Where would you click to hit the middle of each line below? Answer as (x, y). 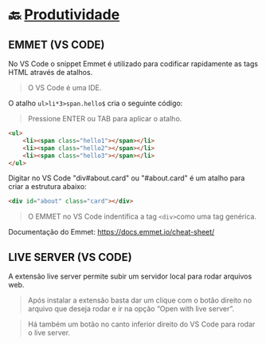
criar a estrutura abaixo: (47, 187)
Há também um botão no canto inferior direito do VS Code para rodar (141, 324)
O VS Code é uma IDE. (65, 88)
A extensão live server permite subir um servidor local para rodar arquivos (130, 276)
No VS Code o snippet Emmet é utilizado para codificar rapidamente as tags (133, 64)
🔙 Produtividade (64, 15)
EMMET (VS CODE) (57, 44)
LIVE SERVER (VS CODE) (70, 257)
